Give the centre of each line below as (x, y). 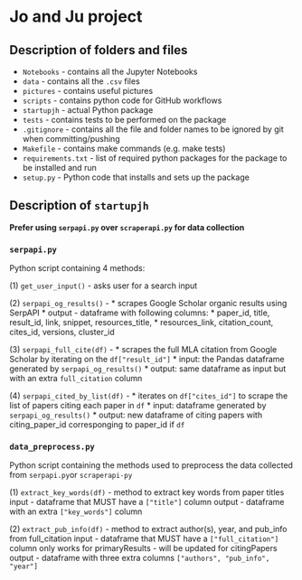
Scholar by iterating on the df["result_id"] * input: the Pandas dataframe (147, 360)
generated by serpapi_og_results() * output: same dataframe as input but (148, 369)
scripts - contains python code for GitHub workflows (122, 100)
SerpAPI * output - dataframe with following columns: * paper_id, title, (140, 313)
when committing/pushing (71, 139)
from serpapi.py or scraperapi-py (71, 475)
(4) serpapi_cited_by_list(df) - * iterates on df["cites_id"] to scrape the (149, 396)
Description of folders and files (99, 50)
